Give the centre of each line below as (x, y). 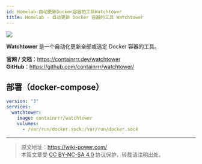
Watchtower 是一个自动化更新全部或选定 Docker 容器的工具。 (83, 46)
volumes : (28, 123)
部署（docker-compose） (55, 87)
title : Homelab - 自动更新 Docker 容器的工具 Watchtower (75, 17)
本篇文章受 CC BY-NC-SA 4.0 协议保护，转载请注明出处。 (92, 154)
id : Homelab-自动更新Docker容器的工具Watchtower (64, 12)
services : (19, 107)
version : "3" (23, 101)
